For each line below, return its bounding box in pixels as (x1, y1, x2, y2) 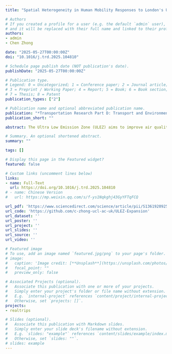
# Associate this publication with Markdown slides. (5, 322, 125, 327)
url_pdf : (5, 204, 24, 209)
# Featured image (5, 246, 42, 251)
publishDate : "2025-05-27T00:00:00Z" (5, 68, 86, 74)
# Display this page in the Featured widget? (5, 157, 104, 162)
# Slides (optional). (5, 317, 52, 322)
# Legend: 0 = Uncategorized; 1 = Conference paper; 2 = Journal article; (5, 82, 168, 87)
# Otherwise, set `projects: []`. (5, 298, 83, 303)
